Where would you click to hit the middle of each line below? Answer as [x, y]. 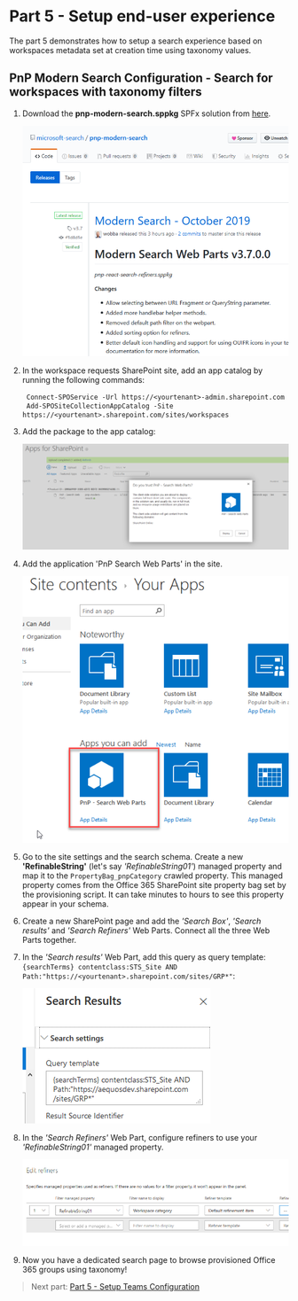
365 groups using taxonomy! [74, 1269]
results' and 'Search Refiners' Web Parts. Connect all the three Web [146, 930]
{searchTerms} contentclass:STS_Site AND [99, 967]
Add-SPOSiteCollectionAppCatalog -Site [100, 406]
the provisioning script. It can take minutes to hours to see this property [153, 894]
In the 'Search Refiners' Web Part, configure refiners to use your [140, 1137]
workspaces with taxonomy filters [106, 92]
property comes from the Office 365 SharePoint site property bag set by [154, 884]
